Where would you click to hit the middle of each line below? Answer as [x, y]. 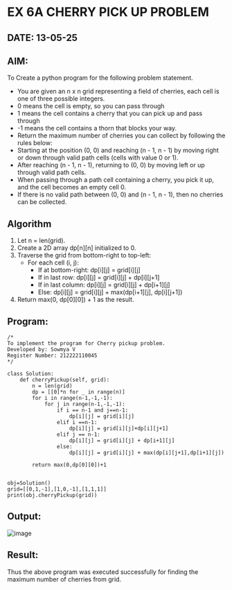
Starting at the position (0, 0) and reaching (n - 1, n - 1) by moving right [118, 151]
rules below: [35, 143]
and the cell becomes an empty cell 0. [72, 187]
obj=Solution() [29, 483]
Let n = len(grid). [41, 241]
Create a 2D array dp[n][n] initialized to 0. [77, 248]
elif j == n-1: [78, 435]
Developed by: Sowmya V [42, 350]
